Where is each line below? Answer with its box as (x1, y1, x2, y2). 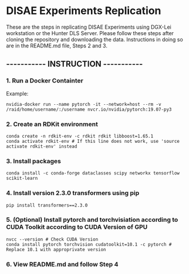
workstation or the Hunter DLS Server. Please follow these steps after (6, 29, 174, 36)
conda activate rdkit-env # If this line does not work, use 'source (6, 138, 180, 144)
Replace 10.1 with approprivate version (6, 246, 107, 252)
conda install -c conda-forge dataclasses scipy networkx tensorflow (6, 170, 180, 176)
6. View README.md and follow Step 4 (6, 260, 119, 268)
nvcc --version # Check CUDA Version (6, 236, 99, 242)
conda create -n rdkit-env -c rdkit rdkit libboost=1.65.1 (6, 133, 154, 139)
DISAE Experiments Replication (6, 4, 161, 18)
